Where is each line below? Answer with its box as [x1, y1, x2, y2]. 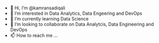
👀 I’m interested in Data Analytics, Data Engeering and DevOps [10, 10, 142, 16]
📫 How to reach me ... [10, 32, 58, 38]
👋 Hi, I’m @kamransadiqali [10, 5, 65, 11]
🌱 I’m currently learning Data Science [10, 16, 89, 21]
